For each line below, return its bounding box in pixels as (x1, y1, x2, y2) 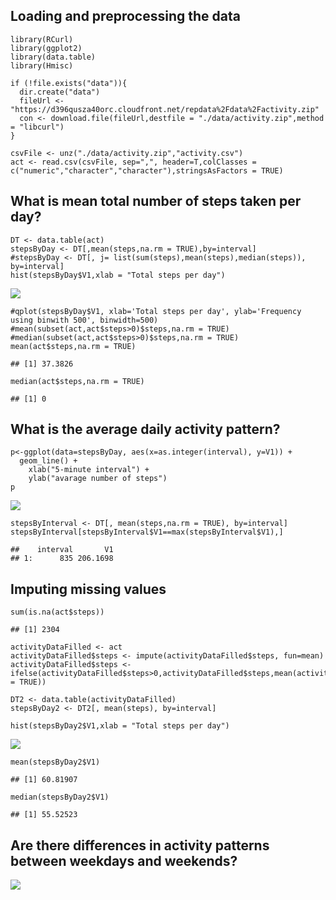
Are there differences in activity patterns (10, 837, 270, 854)
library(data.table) (10, 52, 97, 62)
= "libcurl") (10, 122, 65, 132)
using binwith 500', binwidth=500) (10, 315, 159, 325)
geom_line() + (19, 456, 78, 466)
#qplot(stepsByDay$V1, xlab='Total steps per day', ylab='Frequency (10, 306, 302, 316)
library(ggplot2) (10, 43, 83, 53)
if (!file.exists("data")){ (10, 78, 128, 88)
